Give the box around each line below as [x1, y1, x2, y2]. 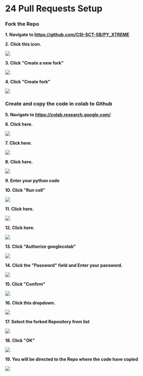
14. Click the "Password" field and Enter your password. [5, 262, 123, 268]
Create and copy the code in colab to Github [5, 101, 112, 107]
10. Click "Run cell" [5, 187, 45, 193]
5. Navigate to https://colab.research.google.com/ [5, 111, 111, 117]
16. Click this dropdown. [5, 300, 56, 306]
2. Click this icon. [5, 41, 41, 47]
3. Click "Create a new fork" [5, 60, 64, 66]
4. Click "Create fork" [5, 79, 51, 85]
